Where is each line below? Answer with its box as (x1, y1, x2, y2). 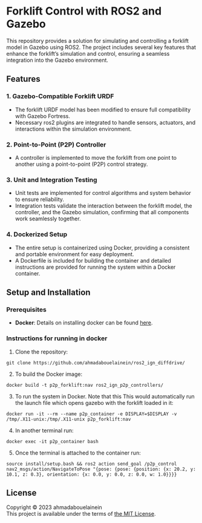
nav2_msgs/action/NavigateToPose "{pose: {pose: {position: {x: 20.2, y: (6, 466, 197, 472)
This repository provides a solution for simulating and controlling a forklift (6, 37, 189, 44)
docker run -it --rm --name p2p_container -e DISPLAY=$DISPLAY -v (6, 410, 177, 417)
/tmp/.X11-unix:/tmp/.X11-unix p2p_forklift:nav (6, 416, 131, 422)
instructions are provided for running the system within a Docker (15, 263, 176, 271)
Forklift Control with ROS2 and (6, 4, 162, 18)
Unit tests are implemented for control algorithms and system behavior (15, 189, 192, 197)
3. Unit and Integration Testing (6, 176, 98, 184)
